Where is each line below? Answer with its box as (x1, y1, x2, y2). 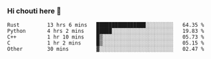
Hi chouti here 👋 (7, 6, 62, 16)
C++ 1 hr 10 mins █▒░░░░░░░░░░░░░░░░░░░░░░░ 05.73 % (7, 34, 205, 40)
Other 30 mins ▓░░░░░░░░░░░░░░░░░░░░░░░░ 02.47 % (7, 46, 205, 53)
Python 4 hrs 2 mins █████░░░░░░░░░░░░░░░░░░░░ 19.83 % (7, 27, 205, 35)
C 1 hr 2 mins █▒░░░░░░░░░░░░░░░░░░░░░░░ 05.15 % (7, 40, 205, 47)
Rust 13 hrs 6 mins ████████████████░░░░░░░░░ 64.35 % (7, 22, 205, 29)
